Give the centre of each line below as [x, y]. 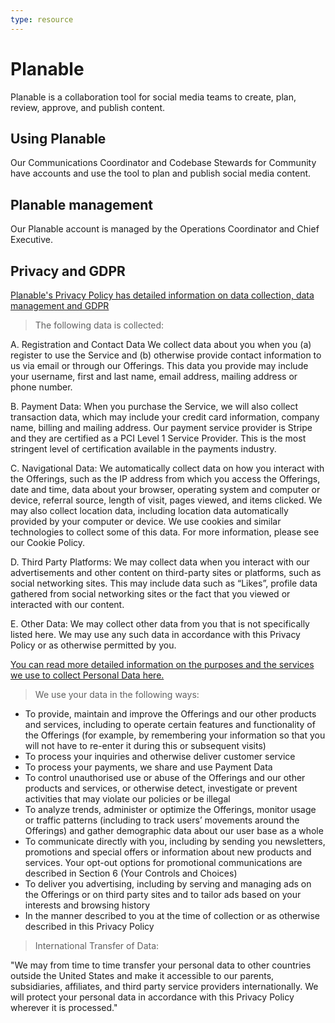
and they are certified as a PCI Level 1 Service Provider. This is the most [158, 438]
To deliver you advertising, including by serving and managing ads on [168, 884]
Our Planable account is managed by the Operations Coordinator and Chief [165, 229]
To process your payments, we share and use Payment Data [148, 767]
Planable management [82, 204]
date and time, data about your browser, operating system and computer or [165, 489]
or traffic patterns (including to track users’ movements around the [162, 820]
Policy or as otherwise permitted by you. [93, 645]
